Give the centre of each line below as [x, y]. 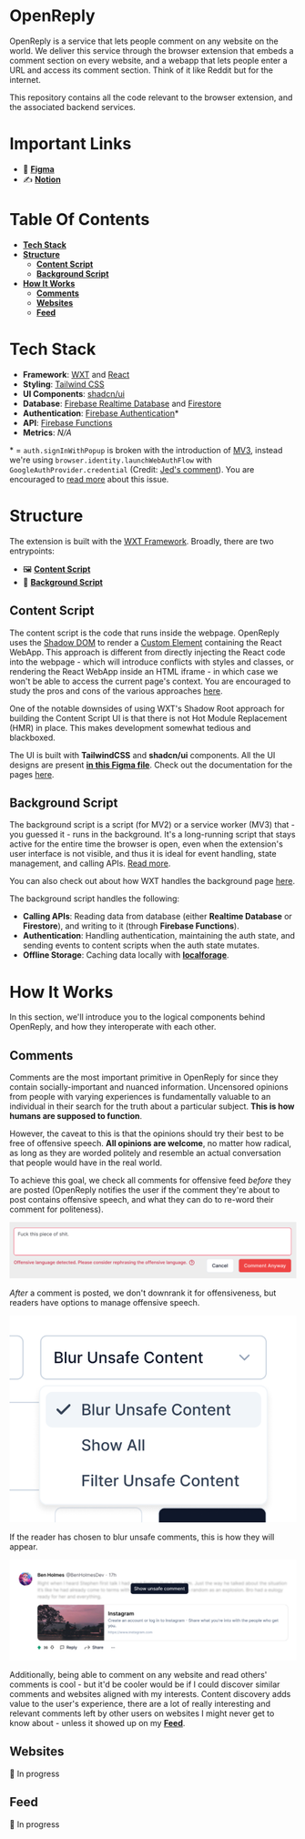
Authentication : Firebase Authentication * [101, 413]
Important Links [71, 144]
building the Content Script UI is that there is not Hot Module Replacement [148, 718]
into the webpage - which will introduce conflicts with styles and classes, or [152, 662]
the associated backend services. [73, 107]
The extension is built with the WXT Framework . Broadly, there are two [142, 541]
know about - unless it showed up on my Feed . [97, 1722]
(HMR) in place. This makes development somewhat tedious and [130, 727]
